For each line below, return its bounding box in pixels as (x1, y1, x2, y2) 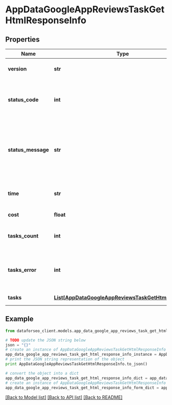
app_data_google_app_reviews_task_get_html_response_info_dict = (5, 375, 147, 381)
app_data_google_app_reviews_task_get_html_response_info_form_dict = (5, 385, 159, 390)
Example (5, 315, 34, 323)
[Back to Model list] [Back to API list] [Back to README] (5, 394, 123, 400)
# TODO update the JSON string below (5, 338, 86, 343)
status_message (8, 146, 50, 153)
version (8, 65, 27, 72)
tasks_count (8, 232, 39, 240)
